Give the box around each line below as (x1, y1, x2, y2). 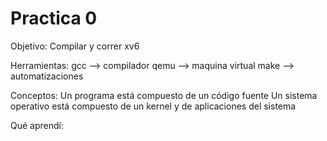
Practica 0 (10, 7, 98, 30)
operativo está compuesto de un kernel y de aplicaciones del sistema (10, 100, 297, 112)
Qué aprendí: (10, 119, 64, 131)
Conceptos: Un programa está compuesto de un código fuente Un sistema (10, 89, 318, 101)
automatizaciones (10, 70, 84, 82)
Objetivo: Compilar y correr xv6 (10, 40, 140, 52)
